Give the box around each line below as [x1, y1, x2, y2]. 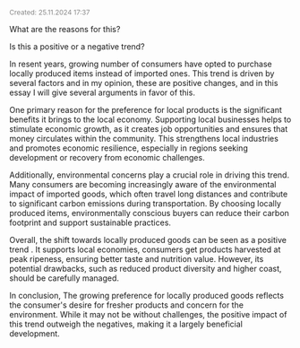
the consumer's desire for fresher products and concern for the [9, 300, 244, 310]
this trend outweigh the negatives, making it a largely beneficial [9, 318, 244, 329]
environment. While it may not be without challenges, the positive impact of [9, 309, 287, 319]
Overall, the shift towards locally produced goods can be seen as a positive [9, 235, 287, 245]
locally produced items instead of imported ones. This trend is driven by [9, 68, 275, 79]
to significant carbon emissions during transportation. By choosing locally [9, 198, 282, 209]
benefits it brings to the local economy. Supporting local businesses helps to [9, 114, 292, 125]
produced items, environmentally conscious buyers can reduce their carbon [9, 208, 289, 218]
